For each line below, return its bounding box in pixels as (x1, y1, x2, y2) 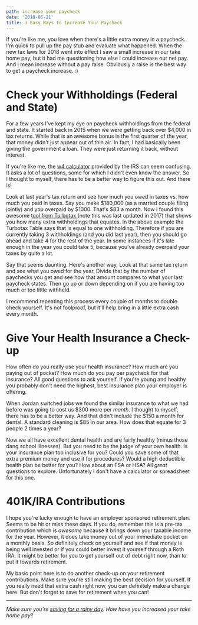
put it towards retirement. (6, 558, 68, 565)
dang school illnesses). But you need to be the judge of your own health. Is (6, 443, 188, 450)
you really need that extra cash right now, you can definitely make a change (6, 582, 190, 590)
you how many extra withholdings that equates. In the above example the (6, 218, 184, 225)
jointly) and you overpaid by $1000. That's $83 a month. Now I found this (6, 206, 184, 213)
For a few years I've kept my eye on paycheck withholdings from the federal (6, 120, 190, 127)
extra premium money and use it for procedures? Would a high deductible (6, 455, 185, 462)
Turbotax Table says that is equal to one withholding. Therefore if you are (6, 225, 184, 232)
